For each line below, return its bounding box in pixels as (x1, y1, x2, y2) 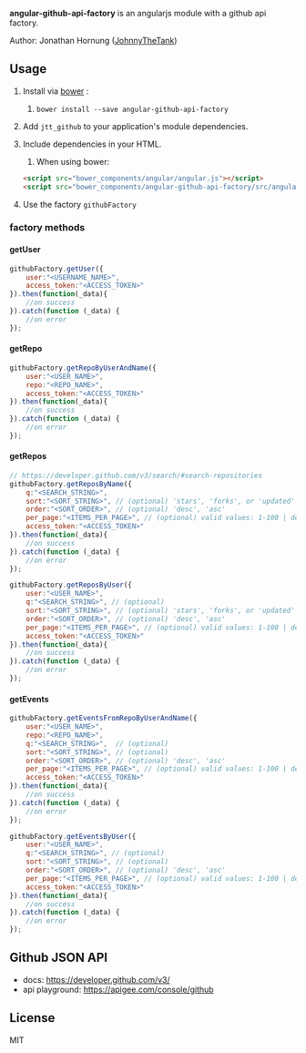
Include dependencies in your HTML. (22, 138, 162, 149)
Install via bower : (22, 86, 89, 97)
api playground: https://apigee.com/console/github (22, 984, 214, 995)
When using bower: (36, 156, 110, 167)
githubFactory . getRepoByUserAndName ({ (9, 363, 157, 373)
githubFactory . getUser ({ (9, 264, 104, 273)
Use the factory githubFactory (22, 199, 137, 210)
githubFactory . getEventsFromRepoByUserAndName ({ (9, 714, 198, 723)
